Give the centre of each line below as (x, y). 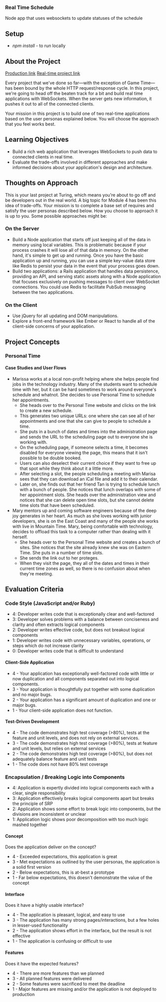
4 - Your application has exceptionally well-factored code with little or (83, 673)
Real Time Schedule (30, 7)
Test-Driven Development (32, 722)
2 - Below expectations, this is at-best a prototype (63, 872)
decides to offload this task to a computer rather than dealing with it (81, 531)
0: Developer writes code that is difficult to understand (68, 651)
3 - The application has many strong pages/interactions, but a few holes (86, 920)
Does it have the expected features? (42, 963)
